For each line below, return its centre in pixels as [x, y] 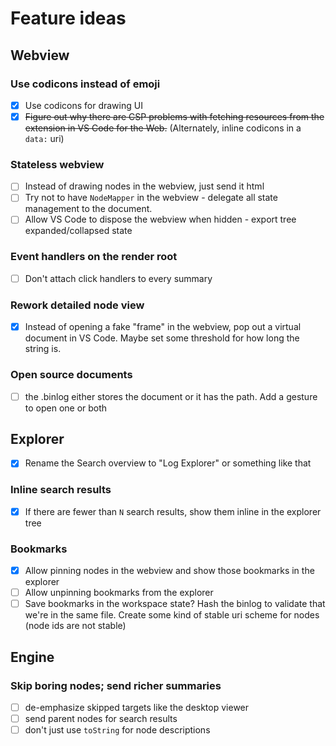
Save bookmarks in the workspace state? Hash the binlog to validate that [175, 604]
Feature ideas [68, 18]
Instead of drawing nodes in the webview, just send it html [144, 186]
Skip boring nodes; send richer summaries [116, 685]
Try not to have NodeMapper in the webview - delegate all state [151, 198]
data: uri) [44, 138]
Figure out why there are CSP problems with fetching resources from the [174, 116]
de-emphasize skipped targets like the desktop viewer [137, 707]
